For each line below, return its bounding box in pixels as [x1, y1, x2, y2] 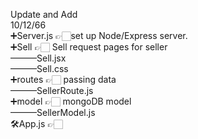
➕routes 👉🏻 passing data [10, 74, 117, 85]
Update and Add [10, 9, 78, 20]
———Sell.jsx [10, 52, 67, 64]
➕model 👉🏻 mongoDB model [10, 95, 132, 107]
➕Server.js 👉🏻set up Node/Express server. [10, 30, 188, 41]
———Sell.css [10, 63, 69, 74]
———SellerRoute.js [10, 85, 94, 96]
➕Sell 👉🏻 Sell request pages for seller [10, 41, 168, 53]
